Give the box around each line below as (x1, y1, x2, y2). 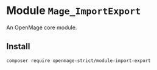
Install (6, 41, 30, 52)
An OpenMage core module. (6, 24, 77, 31)
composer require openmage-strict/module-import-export (6, 57, 151, 64)
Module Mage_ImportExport (6, 4, 141, 18)
